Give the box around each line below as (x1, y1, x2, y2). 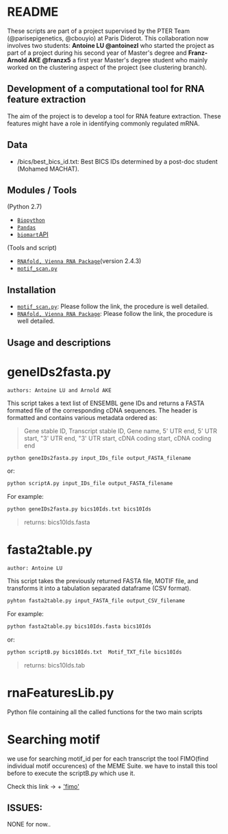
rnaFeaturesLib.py (7, 685, 114, 700)
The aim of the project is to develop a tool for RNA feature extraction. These (7, 112, 221, 120)
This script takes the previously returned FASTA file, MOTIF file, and (7, 577, 199, 585)
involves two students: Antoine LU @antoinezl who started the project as (7, 41, 214, 49)
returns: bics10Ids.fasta (23, 518, 90, 526)
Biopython (16, 217, 46, 224)
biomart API (16, 230, 49, 238)
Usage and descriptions (7, 336, 112, 348)
